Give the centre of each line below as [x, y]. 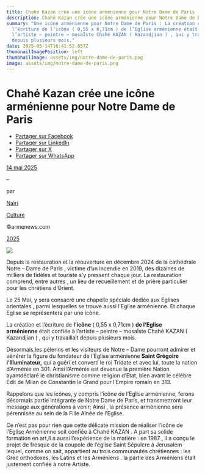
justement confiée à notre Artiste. [48, 464]
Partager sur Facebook [44, 136]
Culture [16, 215]
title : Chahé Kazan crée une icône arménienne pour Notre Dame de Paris [101, 12]
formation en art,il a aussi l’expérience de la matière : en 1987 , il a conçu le [101, 439]
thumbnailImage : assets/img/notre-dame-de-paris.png [75, 57]
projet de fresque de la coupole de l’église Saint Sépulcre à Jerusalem [94, 445]
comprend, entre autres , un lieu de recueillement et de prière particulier [97, 281]
